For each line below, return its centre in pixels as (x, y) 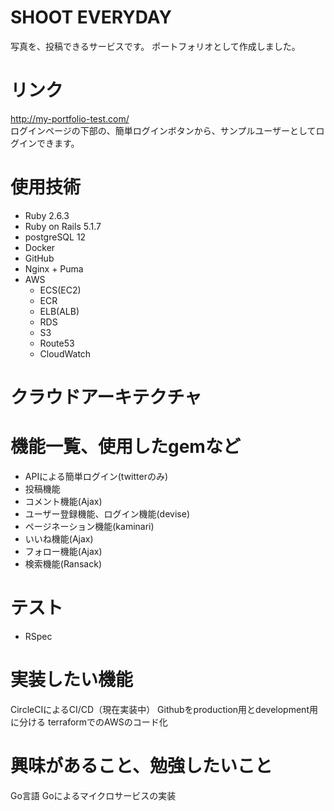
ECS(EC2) (60, 290)
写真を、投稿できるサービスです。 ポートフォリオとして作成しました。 (155, 46)
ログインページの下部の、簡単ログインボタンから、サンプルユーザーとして (163, 130)
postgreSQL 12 (55, 237)
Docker (40, 247)
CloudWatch (65, 353)
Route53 (57, 343)
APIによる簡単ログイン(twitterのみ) (96, 476)
